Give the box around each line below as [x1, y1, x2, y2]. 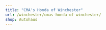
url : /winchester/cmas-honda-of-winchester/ [5, 12, 101, 17]
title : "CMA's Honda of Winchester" [5, 7, 83, 13]
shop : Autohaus [5, 17, 38, 22]
